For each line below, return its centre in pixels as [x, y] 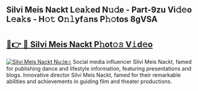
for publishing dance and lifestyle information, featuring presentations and [99, 68]
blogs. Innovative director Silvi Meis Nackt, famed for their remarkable [94, 75]
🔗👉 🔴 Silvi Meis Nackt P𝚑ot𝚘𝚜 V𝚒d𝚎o [80, 44]
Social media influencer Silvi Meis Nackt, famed [132, 62]
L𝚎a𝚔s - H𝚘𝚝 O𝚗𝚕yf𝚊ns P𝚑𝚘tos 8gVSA [82, 20]
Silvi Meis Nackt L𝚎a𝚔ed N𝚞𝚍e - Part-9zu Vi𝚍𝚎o [99, 10]
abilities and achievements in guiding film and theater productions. [89, 81]
